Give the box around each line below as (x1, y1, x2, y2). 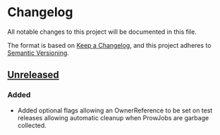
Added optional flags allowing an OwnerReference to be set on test (17, 106, 213, 115)
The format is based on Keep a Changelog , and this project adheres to (7, 41, 212, 49)
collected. (17, 121, 47, 129)
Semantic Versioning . (7, 49, 69, 57)
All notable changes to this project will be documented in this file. (7, 27, 197, 36)
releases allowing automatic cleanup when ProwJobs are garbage (17, 113, 209, 122)
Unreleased (7, 69, 60, 81)
